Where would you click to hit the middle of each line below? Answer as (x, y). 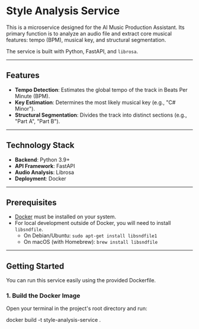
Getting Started (35, 266)
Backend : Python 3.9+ (42, 159)
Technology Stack (40, 145)
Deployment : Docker (40, 178)
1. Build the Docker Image (43, 296)
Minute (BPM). (32, 96)
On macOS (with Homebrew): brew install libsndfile (91, 242)
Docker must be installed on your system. (65, 217)
